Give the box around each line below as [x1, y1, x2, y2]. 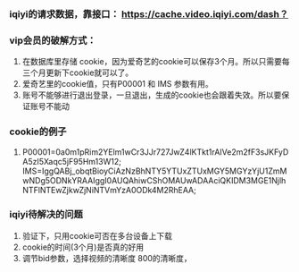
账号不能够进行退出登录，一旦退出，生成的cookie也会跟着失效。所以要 [21, 89, 282, 100]
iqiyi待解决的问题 [9, 208, 83, 221]
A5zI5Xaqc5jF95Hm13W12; [21, 156, 122, 166]
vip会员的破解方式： [9, 34, 96, 47]
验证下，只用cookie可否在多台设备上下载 [21, 230, 172, 241]
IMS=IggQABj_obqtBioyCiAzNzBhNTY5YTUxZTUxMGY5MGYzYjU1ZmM [21, 166, 287, 176]
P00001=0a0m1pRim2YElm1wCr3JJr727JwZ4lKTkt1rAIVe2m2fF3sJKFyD [21, 146, 289, 157]
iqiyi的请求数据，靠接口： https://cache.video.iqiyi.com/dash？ [9, 7, 289, 20]
